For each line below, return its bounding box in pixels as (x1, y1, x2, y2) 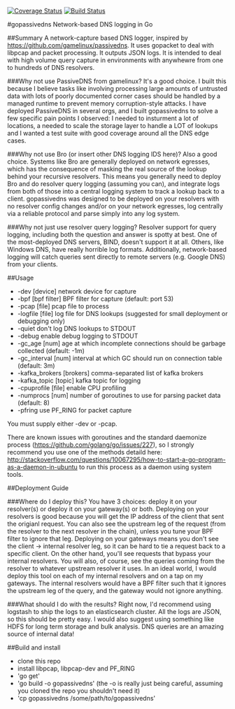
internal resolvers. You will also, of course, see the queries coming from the (7, 557, 225, 565)
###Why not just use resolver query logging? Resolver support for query (7, 223, 217, 231)
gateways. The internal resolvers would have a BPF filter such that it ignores (7, 579, 227, 587)
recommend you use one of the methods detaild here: (7, 448, 163, 456)
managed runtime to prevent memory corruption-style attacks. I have (7, 99, 206, 108)
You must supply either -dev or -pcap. (7, 420, 117, 428)
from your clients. (7, 260, 58, 268)
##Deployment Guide (7, 484, 69, 492)
